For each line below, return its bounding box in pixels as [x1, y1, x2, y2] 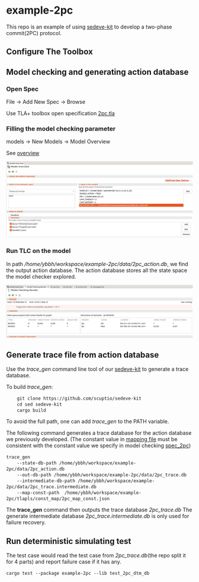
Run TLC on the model [6, 247, 71, 255]
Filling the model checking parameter [6, 124, 116, 132]
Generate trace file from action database [6, 350, 159, 360]
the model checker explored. [6, 273, 76, 280]
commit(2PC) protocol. [6, 29, 62, 36]
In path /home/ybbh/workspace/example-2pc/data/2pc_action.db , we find [6, 260, 188, 267]
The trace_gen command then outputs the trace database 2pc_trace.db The [6, 506, 192, 514]
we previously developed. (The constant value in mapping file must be [6, 436, 178, 443]
